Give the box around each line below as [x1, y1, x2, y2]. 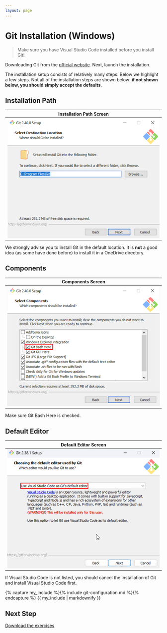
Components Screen [62, 279, 105, 285]
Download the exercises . [5, 623, 56, 629]
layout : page [5, 8, 32, 13]
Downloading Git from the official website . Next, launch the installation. [5, 61, 151, 67]
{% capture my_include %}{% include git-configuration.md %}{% [5, 590, 139, 596]
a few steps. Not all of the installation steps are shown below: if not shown [5, 76, 158, 82]
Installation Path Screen [58, 111, 109, 117]
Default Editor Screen [61, 441, 106, 447]
